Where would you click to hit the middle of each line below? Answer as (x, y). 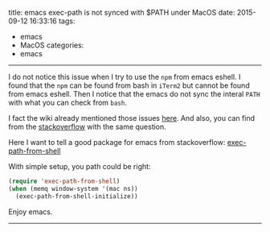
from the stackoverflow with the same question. (87, 126)
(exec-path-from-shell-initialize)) (77, 196)
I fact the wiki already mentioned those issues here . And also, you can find (132, 118)
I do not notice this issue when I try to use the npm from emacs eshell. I (125, 77)
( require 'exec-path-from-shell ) (64, 181)
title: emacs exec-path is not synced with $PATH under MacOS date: (122, 12)
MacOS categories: (52, 45)
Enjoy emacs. (31, 211)
